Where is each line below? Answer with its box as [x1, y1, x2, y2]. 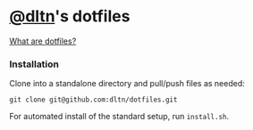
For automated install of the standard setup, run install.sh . [9, 111, 230, 122]
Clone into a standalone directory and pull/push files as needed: [9, 78, 246, 89]
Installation [9, 58, 60, 70]
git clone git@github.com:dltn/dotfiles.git [9, 95, 178, 104]
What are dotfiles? [9, 36, 77, 46]
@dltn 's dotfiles [9, 6, 131, 27]
